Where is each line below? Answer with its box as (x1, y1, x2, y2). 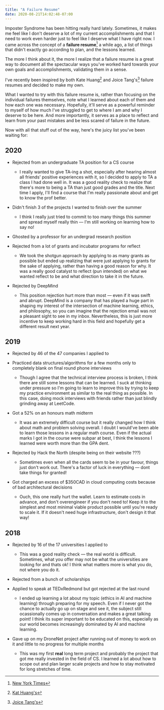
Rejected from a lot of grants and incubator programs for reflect (12, 243, 141, 249)
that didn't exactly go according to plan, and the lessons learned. (5, 47, 136, 53)
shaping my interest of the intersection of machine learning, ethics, (19, 303, 155, 309)
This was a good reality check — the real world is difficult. (19, 551, 137, 557)
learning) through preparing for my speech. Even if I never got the (19, 600, 152, 606)
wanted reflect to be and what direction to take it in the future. (19, 273, 144, 279)
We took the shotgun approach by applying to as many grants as (19, 252, 150, 258)
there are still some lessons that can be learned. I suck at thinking (19, 380, 152, 386)
